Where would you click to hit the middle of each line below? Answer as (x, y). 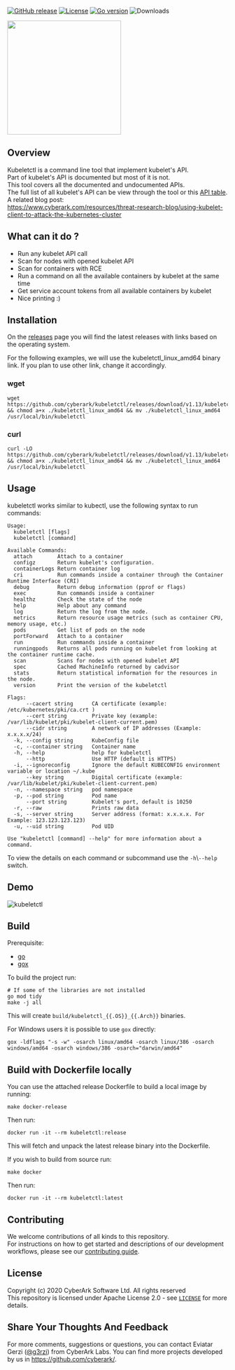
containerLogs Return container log (67, 569)
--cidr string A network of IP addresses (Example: (113, 728)
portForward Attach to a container (69, 636)
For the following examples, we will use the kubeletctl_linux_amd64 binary (114, 358)
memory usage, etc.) (37, 624)
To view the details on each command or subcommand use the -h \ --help (113, 857)
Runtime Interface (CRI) (43, 581)
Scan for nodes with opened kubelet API (76, 261)
